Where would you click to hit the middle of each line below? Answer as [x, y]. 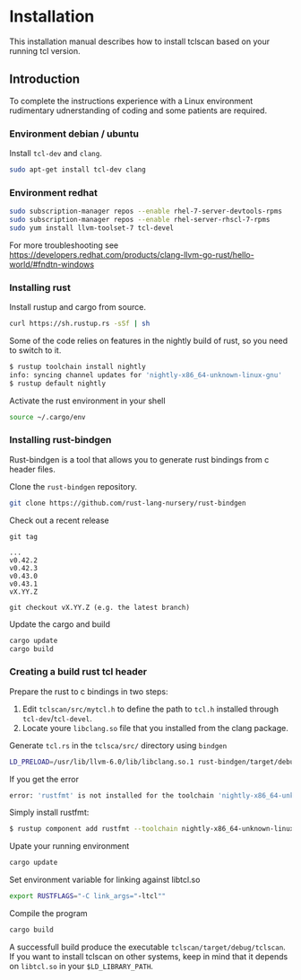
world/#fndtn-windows [52, 264]
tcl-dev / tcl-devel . [57, 718]
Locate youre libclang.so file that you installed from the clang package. [155, 728]
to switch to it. [35, 350]
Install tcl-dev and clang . [56, 154]
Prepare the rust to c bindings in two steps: [89, 691]
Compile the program [48, 914]
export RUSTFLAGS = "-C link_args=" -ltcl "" [88, 896]
